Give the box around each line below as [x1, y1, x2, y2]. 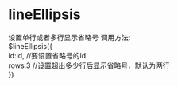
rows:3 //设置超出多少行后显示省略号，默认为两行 [8, 61, 170, 70]
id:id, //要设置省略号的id [8, 50, 86, 60]
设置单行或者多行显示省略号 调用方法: [8, 32, 131, 42]
